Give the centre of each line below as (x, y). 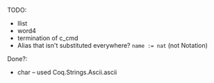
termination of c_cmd (48, 38)
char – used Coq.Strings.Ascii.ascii (67, 72)
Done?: (17, 59)
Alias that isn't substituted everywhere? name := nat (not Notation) (113, 45)
